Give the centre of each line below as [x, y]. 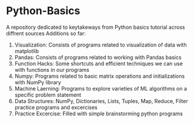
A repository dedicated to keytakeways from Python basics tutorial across [96, 27]
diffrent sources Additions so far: [46, 33]
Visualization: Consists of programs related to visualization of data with [101, 45]
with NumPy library [38, 82]
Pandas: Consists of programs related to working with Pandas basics [98, 57]
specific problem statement [48, 95]
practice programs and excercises [56, 107]
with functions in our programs [52, 69]
